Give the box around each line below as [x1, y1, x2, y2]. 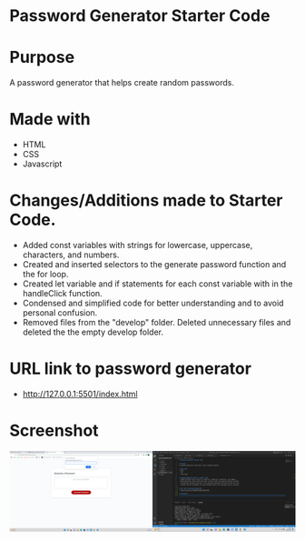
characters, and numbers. [22, 249, 120, 260]
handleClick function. [22, 288, 103, 298]
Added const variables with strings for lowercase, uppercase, [22, 240, 253, 250]
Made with [9, 109, 91, 130]
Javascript [22, 158, 63, 169]
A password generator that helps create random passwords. [9, 77, 234, 88]
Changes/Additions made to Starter [9, 190, 283, 211]
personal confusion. [22, 307, 98, 318]
